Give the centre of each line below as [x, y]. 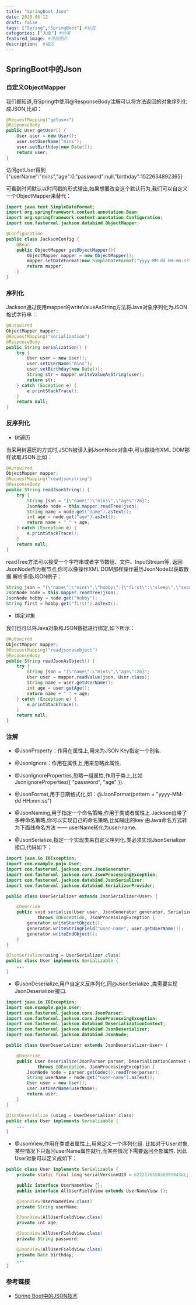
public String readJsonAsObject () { [50, 661]
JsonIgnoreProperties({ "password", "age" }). [69, 782]
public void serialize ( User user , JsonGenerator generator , [91, 912]
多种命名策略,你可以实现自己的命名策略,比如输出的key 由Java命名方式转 [101, 820]
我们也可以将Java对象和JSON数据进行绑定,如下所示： [71, 628]
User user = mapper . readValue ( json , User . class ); [88, 677]
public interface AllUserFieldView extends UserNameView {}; [92, 1191]
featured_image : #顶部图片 [37, 39]
